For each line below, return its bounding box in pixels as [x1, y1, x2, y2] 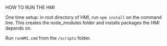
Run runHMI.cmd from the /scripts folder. [5, 35, 91, 41]
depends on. [5, 25, 32, 31]
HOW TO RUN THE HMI [5, 5, 55, 10]
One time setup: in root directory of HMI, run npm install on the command [5, 14, 162, 20]
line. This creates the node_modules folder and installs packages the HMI [5, 20, 160, 26]
